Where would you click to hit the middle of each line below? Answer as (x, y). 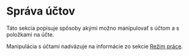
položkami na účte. (30, 34)
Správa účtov (41, 11)
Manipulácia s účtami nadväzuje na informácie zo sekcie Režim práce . (95, 46)
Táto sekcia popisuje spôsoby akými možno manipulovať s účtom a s (93, 28)
